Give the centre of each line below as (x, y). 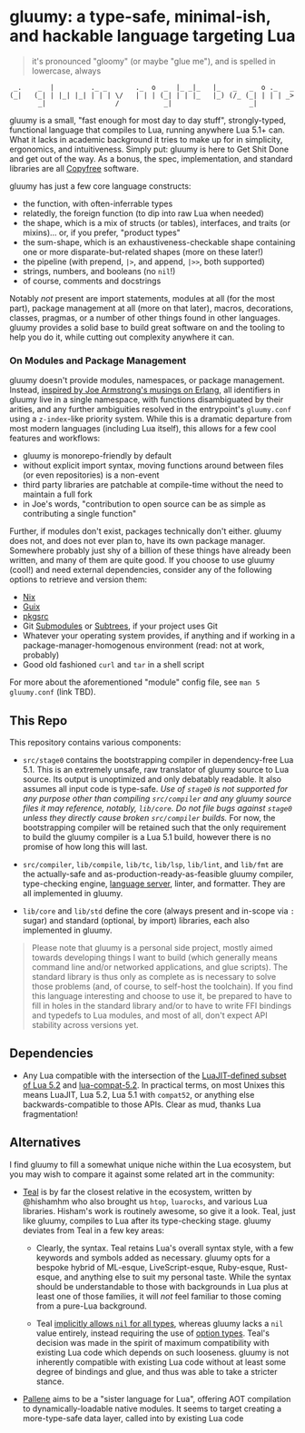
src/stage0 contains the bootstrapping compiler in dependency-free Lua (158, 760)
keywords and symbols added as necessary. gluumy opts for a (153, 1257)
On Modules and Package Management (98, 361)
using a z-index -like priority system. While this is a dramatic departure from (151, 419)
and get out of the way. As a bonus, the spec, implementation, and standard (151, 158)
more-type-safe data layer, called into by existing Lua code (133, 1418)
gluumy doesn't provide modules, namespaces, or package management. (147, 380)
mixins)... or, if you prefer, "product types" (102, 232)
